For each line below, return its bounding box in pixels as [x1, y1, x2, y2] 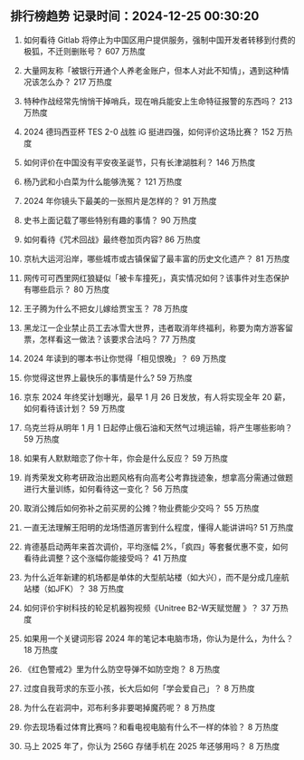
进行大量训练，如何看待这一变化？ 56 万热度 [23, 483, 189, 494]
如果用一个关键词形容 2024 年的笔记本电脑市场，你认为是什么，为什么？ [23, 633, 294, 644]
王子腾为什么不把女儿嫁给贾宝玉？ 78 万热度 [23, 303, 189, 314]
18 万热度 [23, 644, 59, 655]
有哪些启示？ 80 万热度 [23, 284, 110, 295]
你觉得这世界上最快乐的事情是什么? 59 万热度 [23, 372, 193, 383]
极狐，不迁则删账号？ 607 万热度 [23, 45, 146, 56]
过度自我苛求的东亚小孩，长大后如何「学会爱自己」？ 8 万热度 [23, 683, 256, 694]
